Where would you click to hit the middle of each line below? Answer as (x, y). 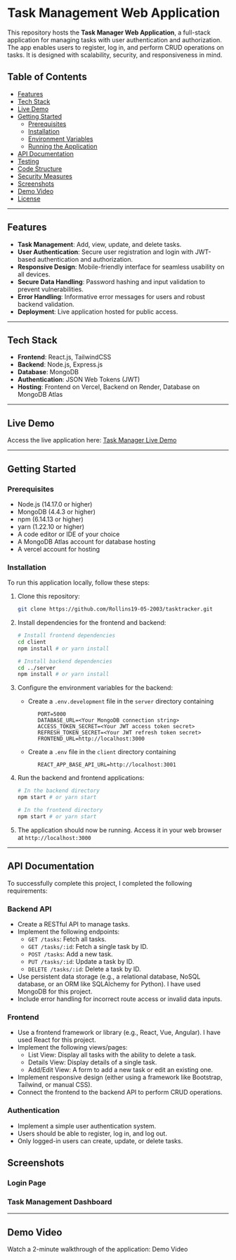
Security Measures (45, 176)
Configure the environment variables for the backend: (95, 688)
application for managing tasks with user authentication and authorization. (115, 39)
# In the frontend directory (60, 810)
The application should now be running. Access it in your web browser (120, 830)
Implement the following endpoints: (68, 931)
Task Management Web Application (113, 13)
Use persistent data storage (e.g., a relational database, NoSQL (109, 976)
